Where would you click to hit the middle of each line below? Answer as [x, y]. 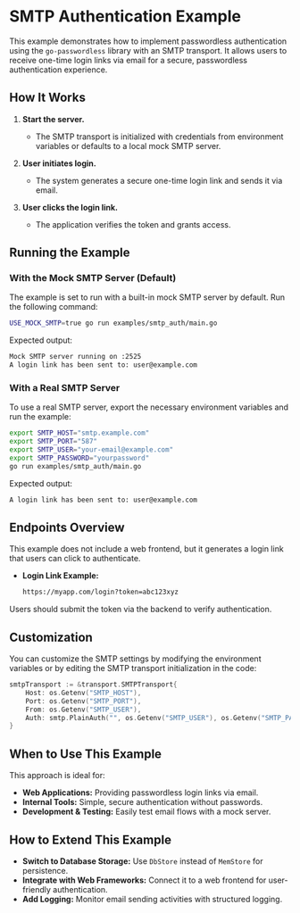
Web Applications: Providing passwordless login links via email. [140, 793]
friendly [37, 889]
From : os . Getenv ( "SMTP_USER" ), [83, 710]
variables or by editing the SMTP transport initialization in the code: [133, 668]
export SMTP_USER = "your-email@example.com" [92, 450]
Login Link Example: [60, 576]
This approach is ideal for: [57, 776]
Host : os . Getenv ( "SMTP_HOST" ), [83, 693]
